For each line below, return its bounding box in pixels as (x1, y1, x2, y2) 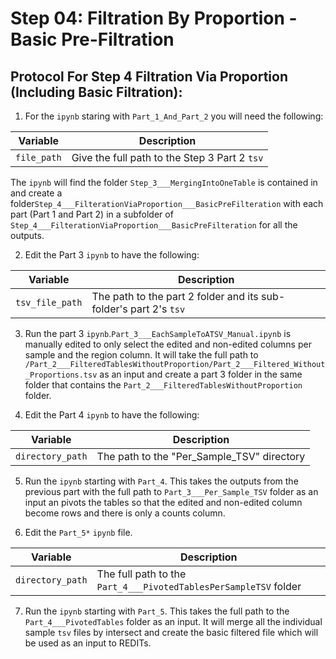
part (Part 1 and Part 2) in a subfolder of (10, 208, 174, 220)
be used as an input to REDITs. (24, 637, 152, 649)
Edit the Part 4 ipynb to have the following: (24, 409, 200, 421)
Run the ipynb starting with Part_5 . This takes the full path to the (24, 605, 290, 617)
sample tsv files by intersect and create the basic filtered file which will (24, 627, 319, 638)
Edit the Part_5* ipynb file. (24, 527, 133, 538)
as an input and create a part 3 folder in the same (99, 368, 303, 380)
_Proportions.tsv (24, 370, 98, 380)
